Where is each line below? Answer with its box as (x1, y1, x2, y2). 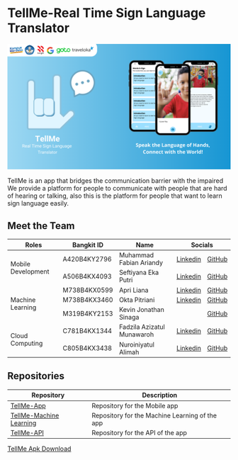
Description (142, 391, 178, 400)
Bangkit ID (72, 240, 104, 249)
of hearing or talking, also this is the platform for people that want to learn (7, 191, 223, 200)
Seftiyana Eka (119, 268, 159, 277)
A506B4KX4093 (62, 271, 112, 281)
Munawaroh (119, 330, 154, 339)
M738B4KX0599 (62, 286, 113, 294)
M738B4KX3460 (62, 296, 113, 304)
